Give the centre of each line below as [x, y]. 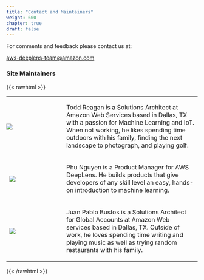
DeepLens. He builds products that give [123, 175]
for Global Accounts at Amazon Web [118, 219]
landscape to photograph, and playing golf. [128, 145]
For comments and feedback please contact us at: [69, 46]
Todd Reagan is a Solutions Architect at [122, 107]
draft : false [23, 29]
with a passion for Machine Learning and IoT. [131, 122]
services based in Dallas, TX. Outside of [123, 227]
